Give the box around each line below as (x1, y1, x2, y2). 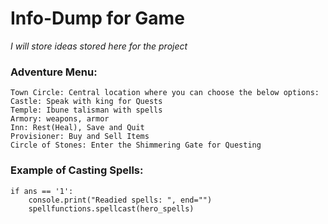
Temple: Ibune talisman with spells (10, 105, 163, 116)
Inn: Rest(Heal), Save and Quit (10, 123, 145, 133)
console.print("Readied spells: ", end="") (28, 195, 213, 205)
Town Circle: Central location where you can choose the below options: (10, 88, 320, 98)
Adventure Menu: (10, 65, 98, 79)
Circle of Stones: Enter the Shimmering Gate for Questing (10, 140, 262, 151)
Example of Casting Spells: (10, 163, 144, 177)
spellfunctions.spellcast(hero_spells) (28, 203, 195, 214)
